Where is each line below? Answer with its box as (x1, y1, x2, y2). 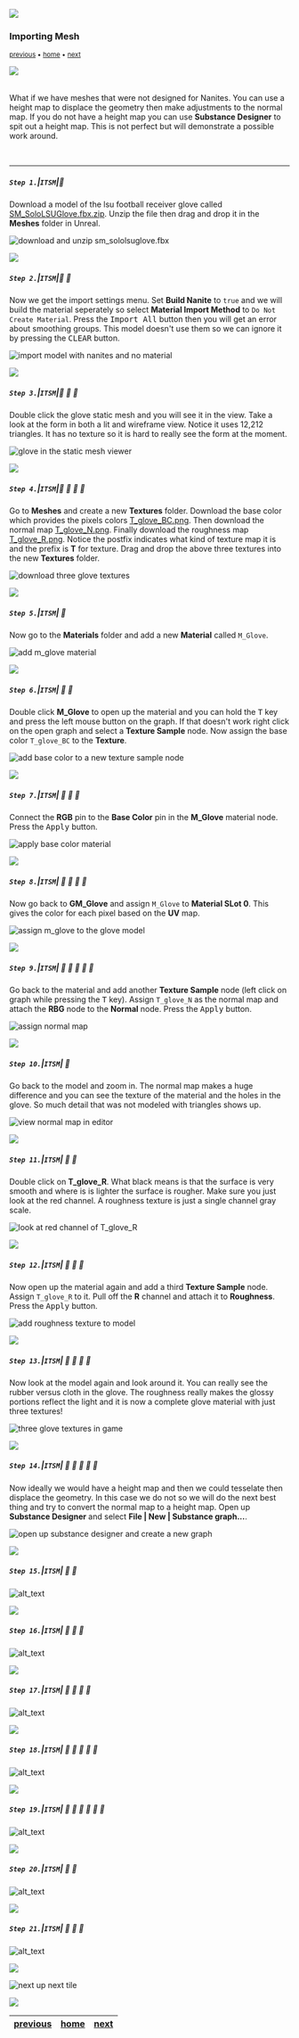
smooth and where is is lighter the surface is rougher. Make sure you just (9, 1186, 277, 1196)
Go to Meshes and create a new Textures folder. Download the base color (9, 505, 282, 516)
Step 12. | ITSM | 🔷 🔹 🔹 (9, 1259, 85, 1270)
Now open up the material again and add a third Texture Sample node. (9, 1281, 269, 1292)
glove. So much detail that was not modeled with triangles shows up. (9, 1099, 262, 1110)
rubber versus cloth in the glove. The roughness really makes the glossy (9, 1386, 274, 1397)
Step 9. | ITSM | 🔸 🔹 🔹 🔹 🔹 (9, 962, 94, 973)
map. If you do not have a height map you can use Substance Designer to (9, 111, 282, 122)
